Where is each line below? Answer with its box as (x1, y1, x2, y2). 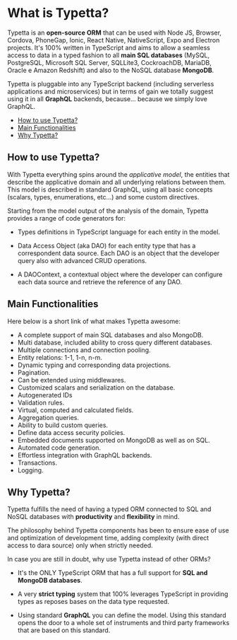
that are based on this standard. (17, 626, 111, 634)
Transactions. (17, 458, 58, 467)
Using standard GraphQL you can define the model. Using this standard (17, 611, 226, 619)
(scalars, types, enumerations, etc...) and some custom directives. (7, 192, 200, 201)
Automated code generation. (17, 443, 101, 452)
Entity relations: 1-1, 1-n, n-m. (17, 353, 102, 361)
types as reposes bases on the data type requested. (17, 598, 169, 606)
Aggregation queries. (17, 413, 80, 421)
